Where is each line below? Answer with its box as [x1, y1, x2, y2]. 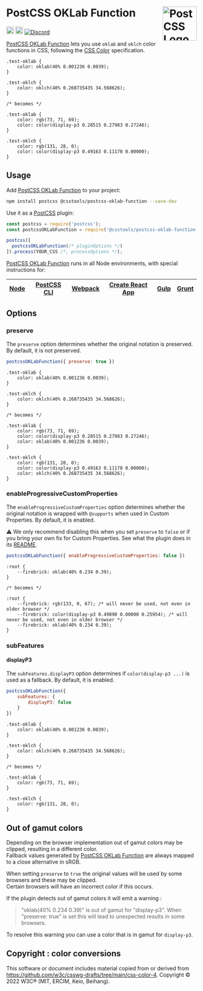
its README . [6, 540, 37, 548]
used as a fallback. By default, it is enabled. [6, 676, 115, 684]
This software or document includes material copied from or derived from [6, 964, 190, 972]
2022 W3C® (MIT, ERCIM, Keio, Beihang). [6, 977, 111, 985]
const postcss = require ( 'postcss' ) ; [6, 221, 101, 227]
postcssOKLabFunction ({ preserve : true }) [6, 358, 115, 364]
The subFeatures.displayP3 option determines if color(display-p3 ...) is [6, 670, 190, 677]
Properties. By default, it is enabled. [6, 516, 95, 523]
